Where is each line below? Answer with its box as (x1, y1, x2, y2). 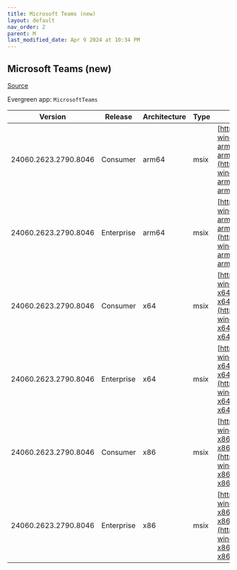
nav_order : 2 (7, 23, 46, 30)
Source (7, 81, 28, 90)
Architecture (142, 111, 187, 121)
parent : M (7, 30, 37, 37)
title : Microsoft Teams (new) (7, 10, 97, 18)
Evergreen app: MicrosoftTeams (7, 95, 98, 103)
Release (104, 111, 133, 121)
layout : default (7, 17, 55, 24)
